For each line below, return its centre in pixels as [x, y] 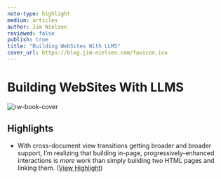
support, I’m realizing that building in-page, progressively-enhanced [116, 153]
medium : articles [33, 20]
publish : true [28, 40]
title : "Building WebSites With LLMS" [64, 46]
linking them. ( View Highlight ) [60, 168]
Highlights [31, 129]
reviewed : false [31, 33]
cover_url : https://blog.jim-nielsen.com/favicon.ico [88, 53]
